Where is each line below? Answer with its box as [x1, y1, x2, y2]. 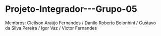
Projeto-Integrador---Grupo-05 [5, 3, 138, 15]
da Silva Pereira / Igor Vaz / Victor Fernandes [5, 25, 97, 31]
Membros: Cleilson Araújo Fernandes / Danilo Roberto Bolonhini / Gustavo [5, 20, 156, 26]
